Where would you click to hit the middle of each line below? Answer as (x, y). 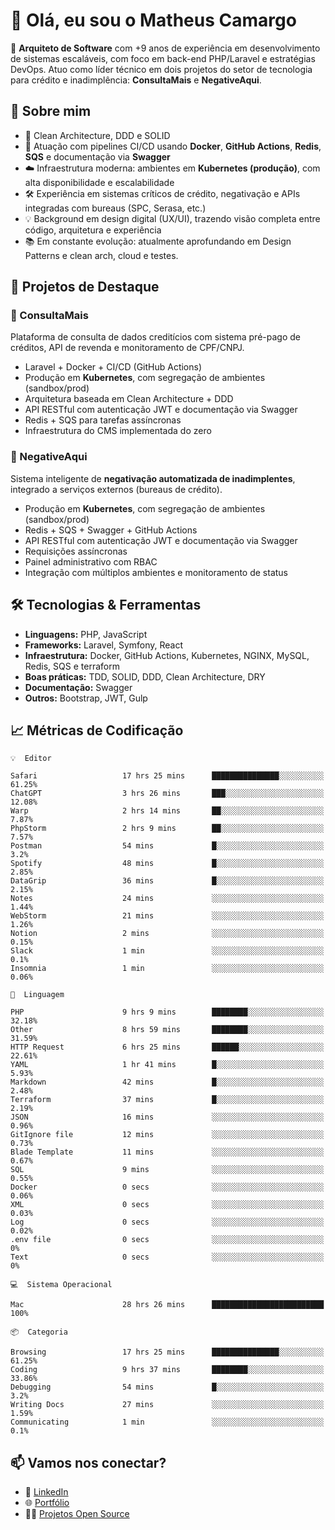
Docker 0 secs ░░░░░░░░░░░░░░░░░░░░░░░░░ (167, 1187)
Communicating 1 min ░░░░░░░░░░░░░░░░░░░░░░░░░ (167, 1422)
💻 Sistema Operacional (61, 1285)
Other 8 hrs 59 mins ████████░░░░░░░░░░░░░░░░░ (167, 1030)
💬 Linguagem (37, 995)
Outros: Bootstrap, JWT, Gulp (86, 698)
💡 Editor (31, 759)
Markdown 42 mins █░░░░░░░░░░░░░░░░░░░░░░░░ (167, 1082)
